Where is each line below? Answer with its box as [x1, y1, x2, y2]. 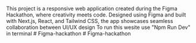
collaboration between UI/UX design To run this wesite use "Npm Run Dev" [6, 24, 191, 31]
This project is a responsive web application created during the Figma [6, 5, 178, 12]
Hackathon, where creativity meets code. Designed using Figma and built [6, 11, 186, 18]
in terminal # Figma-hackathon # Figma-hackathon [6, 30, 131, 37]
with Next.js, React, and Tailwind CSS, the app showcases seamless [6, 18, 173, 24]
